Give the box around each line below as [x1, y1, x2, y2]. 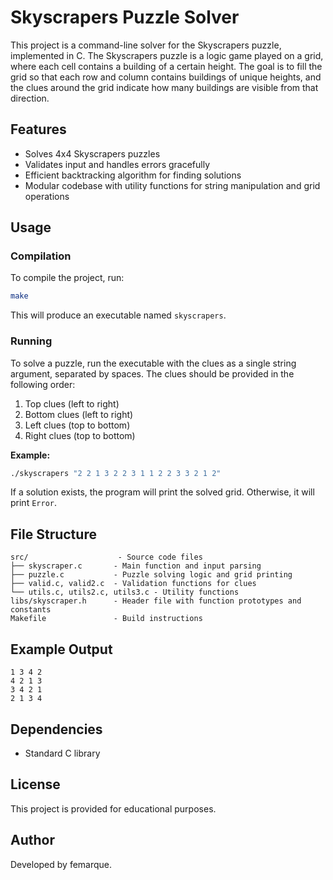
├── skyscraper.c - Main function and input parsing [10, 561, 262, 571]
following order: [10, 378, 76, 390]
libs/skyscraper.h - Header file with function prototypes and [10, 596, 302, 606]
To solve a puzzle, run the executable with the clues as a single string [10, 357, 297, 369]
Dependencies [10, 721, 103, 738]
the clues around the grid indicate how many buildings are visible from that [10, 81, 319, 93]
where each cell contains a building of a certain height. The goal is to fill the [10, 60, 323, 72]
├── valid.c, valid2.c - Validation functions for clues [10, 579, 257, 589]
